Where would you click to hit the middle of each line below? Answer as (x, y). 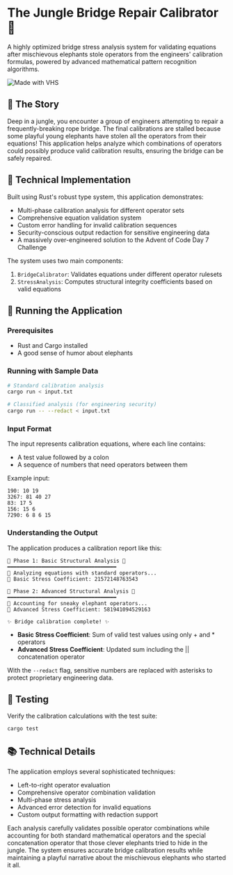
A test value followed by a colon (63, 458)
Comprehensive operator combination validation (86, 793)
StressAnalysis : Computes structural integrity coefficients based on (115, 281)
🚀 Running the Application (65, 311)
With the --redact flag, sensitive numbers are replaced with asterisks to (110, 670)
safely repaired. (30, 158)
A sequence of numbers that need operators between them (102, 465)
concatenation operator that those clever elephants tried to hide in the (107, 843)
